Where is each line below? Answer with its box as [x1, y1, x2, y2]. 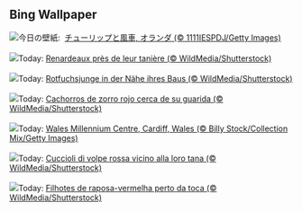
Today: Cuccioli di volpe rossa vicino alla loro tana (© [18, 153, 216, 163]
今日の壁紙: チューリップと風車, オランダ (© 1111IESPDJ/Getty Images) [18, 31, 281, 43]
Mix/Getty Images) [9, 132, 78, 143]
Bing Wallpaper [9, 7, 97, 22]
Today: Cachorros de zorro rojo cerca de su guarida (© [18, 93, 224, 104]
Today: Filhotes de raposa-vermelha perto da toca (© [18, 182, 217, 193]
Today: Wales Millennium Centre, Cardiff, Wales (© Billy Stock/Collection [18, 123, 288, 134]
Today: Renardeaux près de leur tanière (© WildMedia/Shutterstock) [18, 53, 272, 64]
